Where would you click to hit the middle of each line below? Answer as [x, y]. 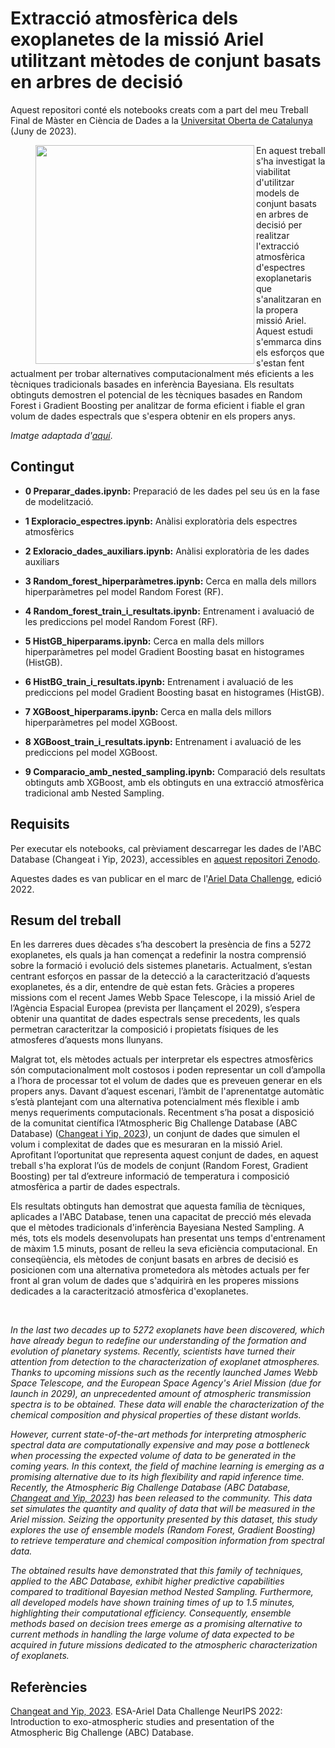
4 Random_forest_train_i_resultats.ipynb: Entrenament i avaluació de [169, 611]
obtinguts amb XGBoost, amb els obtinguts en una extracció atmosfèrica [174, 782]
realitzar [273, 235]
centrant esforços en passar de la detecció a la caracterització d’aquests [160, 976]
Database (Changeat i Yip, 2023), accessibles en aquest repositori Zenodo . [165, 859]
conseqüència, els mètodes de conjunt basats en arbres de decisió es [154, 1259]
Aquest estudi [284, 331]
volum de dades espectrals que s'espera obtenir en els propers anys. [153, 416]
